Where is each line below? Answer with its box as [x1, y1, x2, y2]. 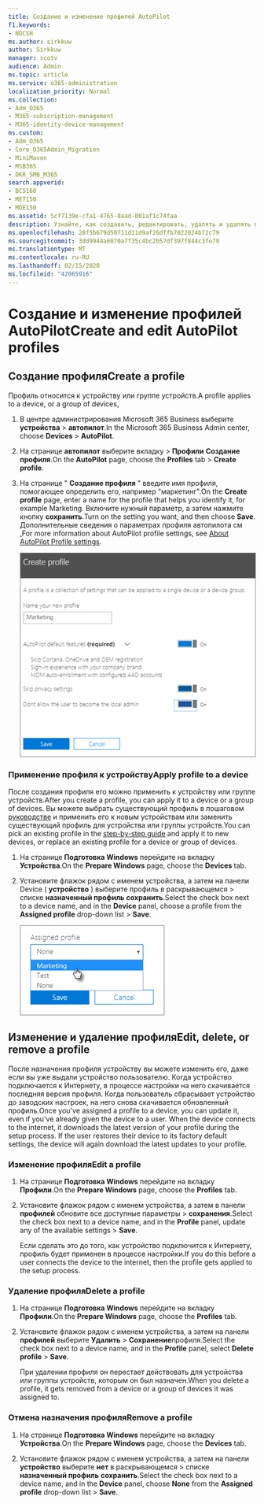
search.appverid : [8, 179, 65, 187]
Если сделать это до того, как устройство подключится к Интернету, [19, 1241, 252, 1250]
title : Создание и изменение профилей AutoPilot [8, 13, 170, 20]
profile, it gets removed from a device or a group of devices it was [19, 1384, 234, 1394]
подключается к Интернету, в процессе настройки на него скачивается [8, 1080, 251, 1090]
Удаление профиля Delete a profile [8, 1285, 145, 1296]
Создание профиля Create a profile [8, 370, 185, 383]
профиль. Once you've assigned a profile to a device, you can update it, [8, 1106, 240, 1115]
